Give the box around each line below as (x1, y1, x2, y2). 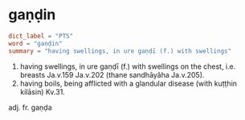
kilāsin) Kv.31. (19, 86, 66, 97)
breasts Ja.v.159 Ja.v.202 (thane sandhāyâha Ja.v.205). (19, 70, 205, 79)
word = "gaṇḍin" (8, 39, 63, 47)
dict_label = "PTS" (8, 32, 74, 40)
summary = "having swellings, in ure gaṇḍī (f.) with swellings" (8, 46, 231, 55)
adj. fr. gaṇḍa (8, 102, 52, 112)
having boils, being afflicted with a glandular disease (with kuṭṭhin (19, 78, 238, 88)
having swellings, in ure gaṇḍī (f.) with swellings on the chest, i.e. (19, 62, 236, 71)
